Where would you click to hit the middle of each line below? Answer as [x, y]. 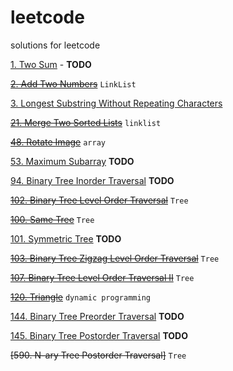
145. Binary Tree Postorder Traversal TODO [99, 335]
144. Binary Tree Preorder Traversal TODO [97, 316]
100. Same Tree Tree [52, 219]
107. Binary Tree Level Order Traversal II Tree [102, 277]
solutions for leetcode [55, 45]
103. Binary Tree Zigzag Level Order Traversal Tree [115, 258]
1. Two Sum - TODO [51, 64]
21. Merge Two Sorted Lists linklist [86, 122]
